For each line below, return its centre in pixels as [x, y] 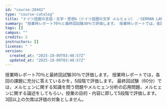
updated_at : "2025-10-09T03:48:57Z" [47, 60]
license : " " [19, 46]
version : [14, 51]
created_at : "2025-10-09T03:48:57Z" [47, 55]
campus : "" [16, 33]
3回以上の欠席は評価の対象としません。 [46, 100]
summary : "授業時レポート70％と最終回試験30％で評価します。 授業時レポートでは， [81, 23]
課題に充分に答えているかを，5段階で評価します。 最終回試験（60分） [85, 81]
